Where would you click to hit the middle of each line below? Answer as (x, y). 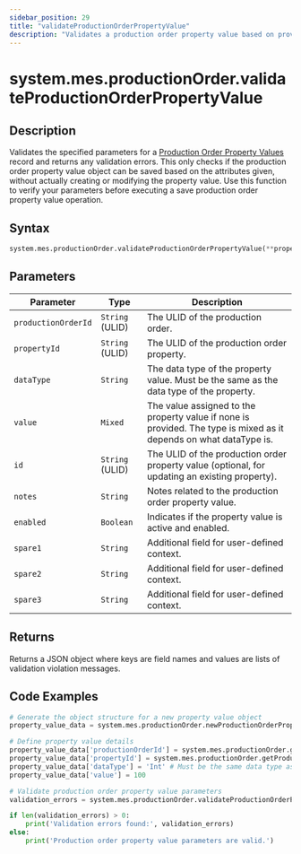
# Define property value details (72, 742)
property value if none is (198, 416)
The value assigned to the (201, 405)
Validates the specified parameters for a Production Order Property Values (146, 152)
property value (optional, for (206, 465)
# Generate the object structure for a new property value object (136, 717)
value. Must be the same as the (212, 379)
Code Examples (54, 697)
